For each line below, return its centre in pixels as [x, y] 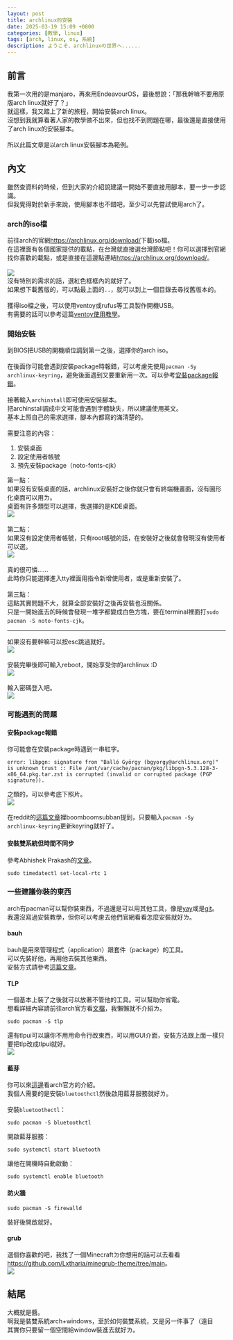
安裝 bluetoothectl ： [37, 1110]
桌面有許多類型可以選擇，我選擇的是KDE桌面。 [74, 506]
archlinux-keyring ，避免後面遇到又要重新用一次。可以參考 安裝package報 [113, 375]
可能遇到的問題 [32, 714]
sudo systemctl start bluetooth [54, 1150]
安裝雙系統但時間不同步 [41, 843]
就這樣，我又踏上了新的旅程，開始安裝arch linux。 [79, 111]
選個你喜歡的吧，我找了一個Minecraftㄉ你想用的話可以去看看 [94, 1255]
